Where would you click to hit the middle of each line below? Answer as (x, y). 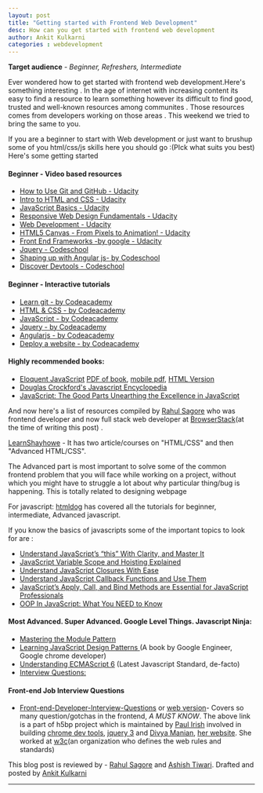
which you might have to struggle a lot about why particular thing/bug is (124, 483)
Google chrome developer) (63, 656)
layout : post (29, 15)
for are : (21, 538)
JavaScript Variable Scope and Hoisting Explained (100, 561)
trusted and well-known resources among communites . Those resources (126, 108)
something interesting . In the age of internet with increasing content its (123, 90)
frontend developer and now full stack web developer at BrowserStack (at (126, 419)
